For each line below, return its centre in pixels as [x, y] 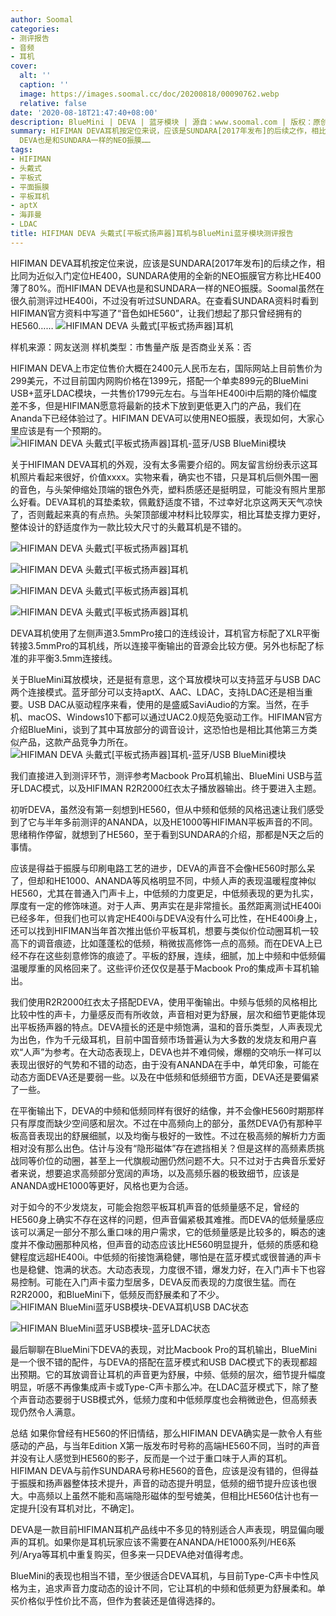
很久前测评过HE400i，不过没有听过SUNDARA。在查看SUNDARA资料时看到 [164, 300]
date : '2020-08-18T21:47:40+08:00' [84, 112]
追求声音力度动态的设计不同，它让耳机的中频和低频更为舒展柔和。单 [185, 1588]
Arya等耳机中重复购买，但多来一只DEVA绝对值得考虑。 [135, 1554]
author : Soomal [42, 19]
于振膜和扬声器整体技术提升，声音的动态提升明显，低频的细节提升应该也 [159, 1483]
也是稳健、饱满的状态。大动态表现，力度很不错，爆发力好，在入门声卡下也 [163, 1269]
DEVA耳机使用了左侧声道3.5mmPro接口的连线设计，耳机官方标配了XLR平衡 [165, 633]
